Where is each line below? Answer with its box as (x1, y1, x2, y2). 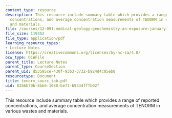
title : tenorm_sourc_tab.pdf (5, 78, 68, 83)
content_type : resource (5, 7, 56, 13)
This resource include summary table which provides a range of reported (5, 97, 160, 103)
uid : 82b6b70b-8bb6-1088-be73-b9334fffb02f (5, 83, 100, 88)
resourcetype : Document (5, 74, 56, 79)
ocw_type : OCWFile (5, 54, 45, 60)
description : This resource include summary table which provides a (5, 12, 155, 17)
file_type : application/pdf (5, 36, 66, 41)
